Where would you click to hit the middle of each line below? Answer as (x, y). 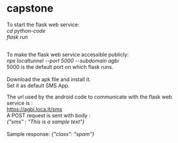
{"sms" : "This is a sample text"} (46, 121)
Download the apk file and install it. (49, 79)
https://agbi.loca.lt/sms (35, 109)
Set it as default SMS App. (38, 85)
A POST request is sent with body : (49, 115)
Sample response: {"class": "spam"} (50, 134)
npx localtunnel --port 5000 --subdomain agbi (63, 61)
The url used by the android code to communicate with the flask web (90, 97)
